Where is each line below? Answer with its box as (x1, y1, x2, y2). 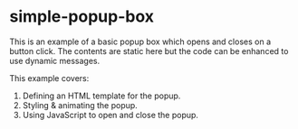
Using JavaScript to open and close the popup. (22, 109, 199, 120)
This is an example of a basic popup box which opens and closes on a (9, 36, 272, 47)
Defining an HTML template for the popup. (22, 90, 181, 101)
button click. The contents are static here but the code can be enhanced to (9, 45, 289, 56)
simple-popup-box (9, 6, 154, 27)
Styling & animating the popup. (22, 99, 138, 110)
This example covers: (9, 72, 90, 83)
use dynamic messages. (9, 55, 101, 66)
